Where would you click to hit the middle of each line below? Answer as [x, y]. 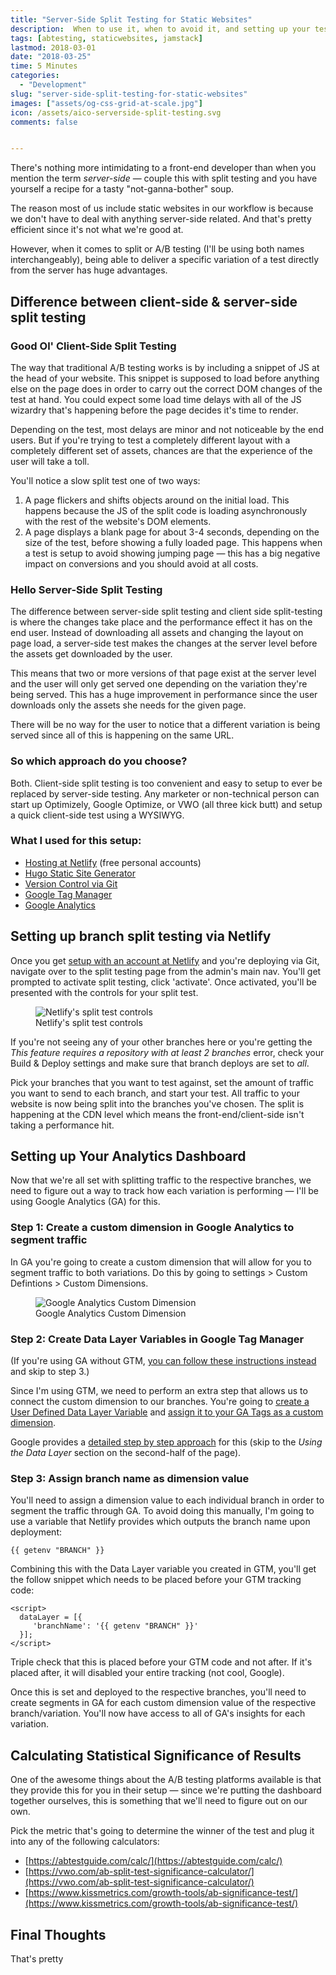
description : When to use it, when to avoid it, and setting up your [160, 29]
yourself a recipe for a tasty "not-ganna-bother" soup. [122, 189]
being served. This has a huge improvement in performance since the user [164, 695]
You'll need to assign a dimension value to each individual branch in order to [167, 1500]
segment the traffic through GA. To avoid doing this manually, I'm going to [162, 1511]
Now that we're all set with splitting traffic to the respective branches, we [161, 1180]
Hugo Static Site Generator [80, 873]
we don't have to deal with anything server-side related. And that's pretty [161, 219]
